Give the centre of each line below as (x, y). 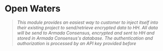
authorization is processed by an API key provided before (76, 43)
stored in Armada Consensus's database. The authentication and (85, 38)
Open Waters (33, 9)
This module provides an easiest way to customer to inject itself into (88, 22)
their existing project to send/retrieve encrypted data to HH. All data (87, 27)
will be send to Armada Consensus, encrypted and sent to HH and (86, 33)
